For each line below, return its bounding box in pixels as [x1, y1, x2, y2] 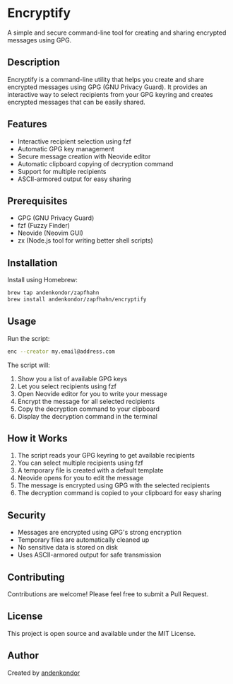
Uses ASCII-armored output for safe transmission [17, 550, 162, 560]
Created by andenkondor [7, 668, 80, 677]
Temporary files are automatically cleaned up [17, 535, 150, 544]
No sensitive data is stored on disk [17, 543, 119, 552]
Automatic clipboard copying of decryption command [17, 159, 174, 168]
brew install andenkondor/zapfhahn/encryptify [7, 296, 147, 303]
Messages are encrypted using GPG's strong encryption [17, 528, 182, 537]
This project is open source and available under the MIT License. [7, 629, 196, 637]
